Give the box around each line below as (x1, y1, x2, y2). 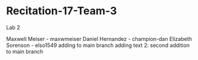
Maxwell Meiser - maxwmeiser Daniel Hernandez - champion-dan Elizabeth (6, 35, 193, 42)
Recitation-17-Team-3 (6, 4, 117, 18)
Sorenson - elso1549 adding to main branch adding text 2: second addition (6, 42, 190, 49)
